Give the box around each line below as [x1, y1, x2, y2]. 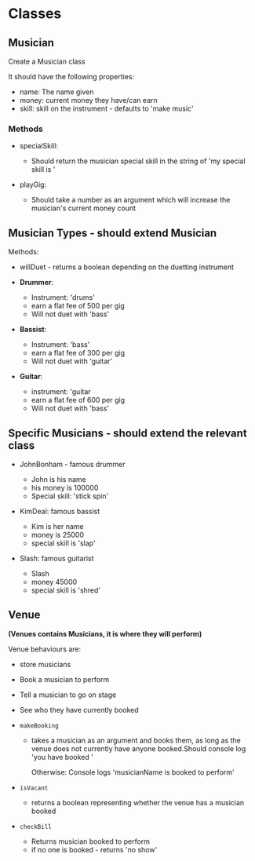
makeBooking [19, 721, 59, 730]
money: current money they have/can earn [19, 96, 158, 104]
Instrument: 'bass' [31, 340, 90, 349]
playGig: [19, 180, 47, 189]
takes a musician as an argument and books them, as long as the [31, 735, 242, 745]
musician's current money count [31, 203, 136, 213]
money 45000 [31, 577, 78, 586]
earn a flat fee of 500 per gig [31, 301, 126, 311]
